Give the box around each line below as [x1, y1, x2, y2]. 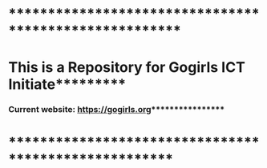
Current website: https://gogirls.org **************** [8, 104, 225, 115]
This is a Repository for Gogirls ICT [8, 58, 246, 77]
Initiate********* [8, 75, 127, 94]
